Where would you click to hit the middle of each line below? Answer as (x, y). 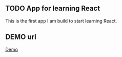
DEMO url (21, 37)
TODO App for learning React (53, 8)
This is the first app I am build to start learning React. (61, 21)
